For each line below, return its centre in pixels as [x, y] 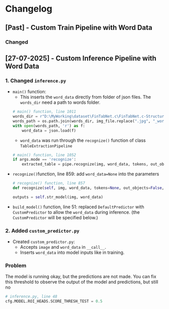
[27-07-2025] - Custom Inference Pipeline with [81, 58]
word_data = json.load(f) [49, 130]
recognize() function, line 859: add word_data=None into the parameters [86, 174]
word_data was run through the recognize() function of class [83, 140]
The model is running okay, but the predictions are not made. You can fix [81, 277]
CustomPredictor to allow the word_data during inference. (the [76, 212]
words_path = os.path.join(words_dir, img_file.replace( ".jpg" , [81, 121]
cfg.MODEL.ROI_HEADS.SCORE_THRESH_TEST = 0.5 [54, 301]
